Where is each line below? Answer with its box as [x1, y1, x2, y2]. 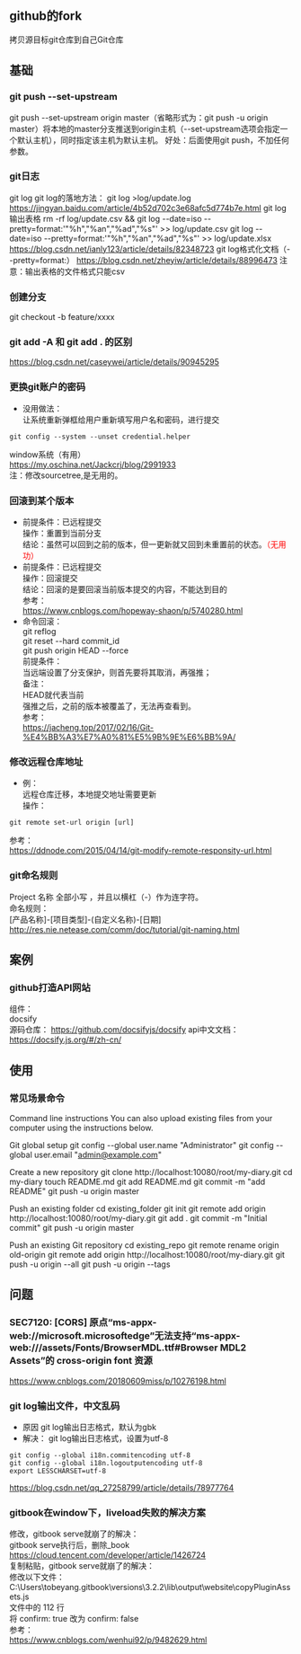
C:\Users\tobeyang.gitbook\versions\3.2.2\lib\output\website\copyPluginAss [9, 1582, 291, 1593]
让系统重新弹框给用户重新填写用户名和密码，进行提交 [22, 414, 220, 425]
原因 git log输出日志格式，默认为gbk [22, 1421, 157, 1432]
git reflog [22, 625, 57, 636]
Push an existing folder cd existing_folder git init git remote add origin [9, 1203, 267, 1214]
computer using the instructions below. [9, 1122, 154, 1133]
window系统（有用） [9, 448, 86, 460]
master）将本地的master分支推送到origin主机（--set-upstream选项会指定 [9, 123, 280, 134]
